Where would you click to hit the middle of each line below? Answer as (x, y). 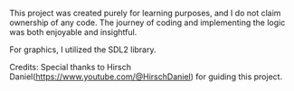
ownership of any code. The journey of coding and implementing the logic (147, 23)
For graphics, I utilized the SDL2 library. (83, 50)
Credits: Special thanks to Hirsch (70, 67)
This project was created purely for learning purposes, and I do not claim (145, 13)
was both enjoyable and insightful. (73, 32)
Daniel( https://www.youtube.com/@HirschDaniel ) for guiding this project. (146, 77)
